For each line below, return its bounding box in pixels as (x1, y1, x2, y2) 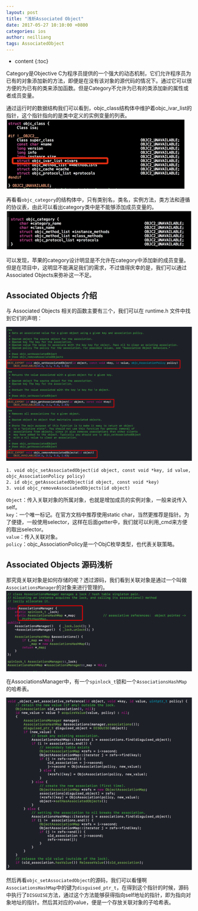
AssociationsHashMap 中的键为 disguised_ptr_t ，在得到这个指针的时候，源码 (6, 884, 189, 892)
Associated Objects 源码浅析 (6, 559, 113, 570)
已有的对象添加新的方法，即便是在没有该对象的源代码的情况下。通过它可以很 (6, 77, 192, 84)
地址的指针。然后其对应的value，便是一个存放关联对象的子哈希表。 (11, 899, 174, 906)
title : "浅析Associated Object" (6, 15, 84, 22)
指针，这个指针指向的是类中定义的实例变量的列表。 (6, 112, 130, 119)
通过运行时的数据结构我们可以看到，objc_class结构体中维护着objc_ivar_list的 (6, 105, 192, 112)
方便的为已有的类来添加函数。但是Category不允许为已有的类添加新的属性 (6, 84, 184, 92)
